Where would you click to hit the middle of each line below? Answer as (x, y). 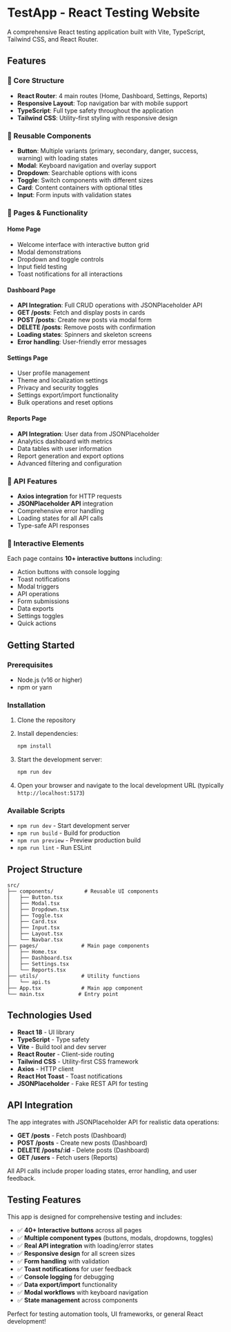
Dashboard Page (32, 290)
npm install (34, 746)
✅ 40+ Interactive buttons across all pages (79, 1230)
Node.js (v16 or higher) (50, 680)
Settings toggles (40, 616)
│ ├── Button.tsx (35, 898)
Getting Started (41, 645)
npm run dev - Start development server (73, 826)
